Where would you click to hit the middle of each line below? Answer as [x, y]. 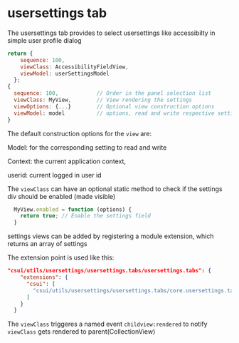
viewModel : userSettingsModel [65, 73]
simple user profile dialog [44, 40]
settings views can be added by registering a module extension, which [111, 236]
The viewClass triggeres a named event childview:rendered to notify [107, 324]
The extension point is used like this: [61, 257]
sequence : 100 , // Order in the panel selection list [113, 93]
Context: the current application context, [67, 161]
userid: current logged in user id [54, 175]
